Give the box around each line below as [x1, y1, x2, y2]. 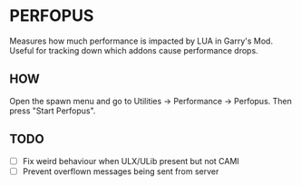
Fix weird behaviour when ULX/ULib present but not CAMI [22, 155, 240, 166]
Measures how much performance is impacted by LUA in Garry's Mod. [9, 35, 274, 46]
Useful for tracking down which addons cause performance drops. [9, 44, 258, 55]
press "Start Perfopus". [9, 105, 96, 116]
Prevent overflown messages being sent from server [22, 165, 219, 177]
